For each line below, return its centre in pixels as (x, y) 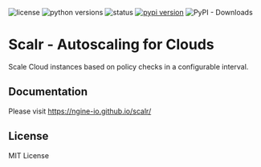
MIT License (29, 155)
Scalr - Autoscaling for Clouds (111, 45)
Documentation (48, 92)
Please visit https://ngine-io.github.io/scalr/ (80, 111)
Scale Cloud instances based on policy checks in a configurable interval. (128, 66)
